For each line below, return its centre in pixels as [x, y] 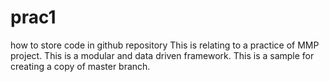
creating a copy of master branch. [80, 66]
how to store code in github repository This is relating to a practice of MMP [165, 45]
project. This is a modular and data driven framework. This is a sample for [162, 55]
